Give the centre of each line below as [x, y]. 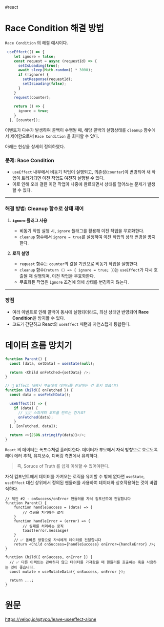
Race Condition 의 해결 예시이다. [37, 42]
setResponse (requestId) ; [48, 79]
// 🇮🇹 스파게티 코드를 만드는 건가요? [52, 413]
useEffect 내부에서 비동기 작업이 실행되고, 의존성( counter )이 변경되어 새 [81, 172]
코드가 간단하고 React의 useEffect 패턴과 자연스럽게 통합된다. [71, 324]
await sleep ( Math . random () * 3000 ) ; [55, 70]
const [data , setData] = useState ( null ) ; [52, 363]
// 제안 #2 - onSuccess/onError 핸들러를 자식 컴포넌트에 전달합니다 [68, 499]
